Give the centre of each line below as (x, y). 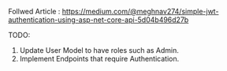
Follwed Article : (34, 11)
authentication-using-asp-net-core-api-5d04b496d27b (99, 20)
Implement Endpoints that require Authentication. (99, 59)
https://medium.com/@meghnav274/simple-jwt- (140, 11)
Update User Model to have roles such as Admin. (99, 50)
